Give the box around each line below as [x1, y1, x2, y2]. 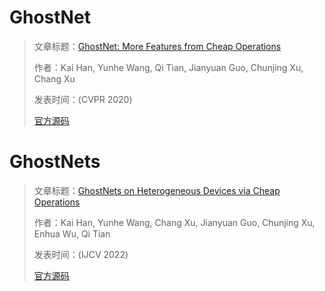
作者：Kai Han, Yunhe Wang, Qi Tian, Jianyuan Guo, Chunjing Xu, [33, 61, 304, 73]
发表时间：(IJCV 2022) [33, 248, 129, 260]
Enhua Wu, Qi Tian [33, 227, 111, 240]
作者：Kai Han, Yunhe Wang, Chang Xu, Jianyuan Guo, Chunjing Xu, [33, 216, 316, 228]
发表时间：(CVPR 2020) [33, 93, 133, 105]
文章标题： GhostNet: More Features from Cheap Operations [33, 40, 282, 52]
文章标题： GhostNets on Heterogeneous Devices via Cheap [33, 184, 281, 196]
